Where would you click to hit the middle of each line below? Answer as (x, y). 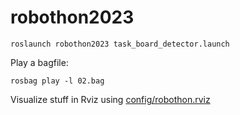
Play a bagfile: (39, 62)
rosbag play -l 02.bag (57, 81)
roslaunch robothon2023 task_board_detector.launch (120, 44)
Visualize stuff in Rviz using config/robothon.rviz (110, 99)
